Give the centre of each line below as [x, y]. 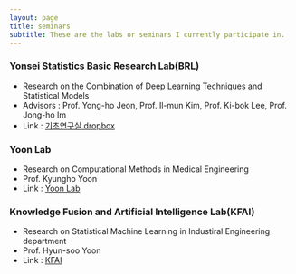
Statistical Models [56, 95]
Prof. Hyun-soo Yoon [62, 250]
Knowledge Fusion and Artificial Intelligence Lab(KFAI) [132, 212]
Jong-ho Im [44, 115]
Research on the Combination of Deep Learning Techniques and [142, 86]
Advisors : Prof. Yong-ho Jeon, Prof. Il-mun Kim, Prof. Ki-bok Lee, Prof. [155, 105]
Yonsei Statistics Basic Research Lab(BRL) [105, 66]
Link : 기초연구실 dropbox [69, 125]
